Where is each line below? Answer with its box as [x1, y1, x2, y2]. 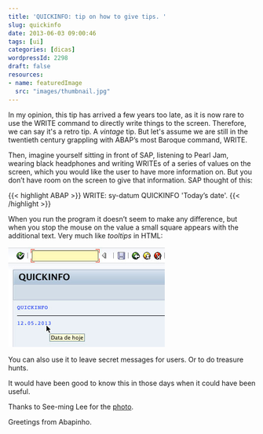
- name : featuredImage [8, 79, 82, 86]
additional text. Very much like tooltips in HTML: [8, 230, 163, 240]
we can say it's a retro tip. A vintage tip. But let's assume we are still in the [8, 127, 249, 136]
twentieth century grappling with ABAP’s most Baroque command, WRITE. [8, 134, 247, 145]
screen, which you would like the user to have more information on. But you [8, 167, 253, 176]
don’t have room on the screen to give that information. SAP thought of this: [8, 175, 253, 185]
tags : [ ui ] [8, 38, 44, 46]
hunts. [8, 362, 29, 373]
